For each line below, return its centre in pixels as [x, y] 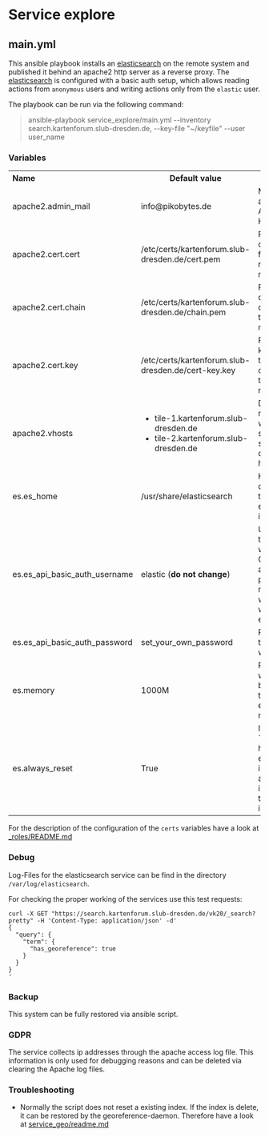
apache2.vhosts [43, 434]
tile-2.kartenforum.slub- [201, 438]
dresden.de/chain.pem [184, 312]
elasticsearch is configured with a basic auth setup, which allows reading [129, 80]
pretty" [21, 921]
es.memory [34, 691]
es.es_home [35, 496]
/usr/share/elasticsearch [187, 496]
